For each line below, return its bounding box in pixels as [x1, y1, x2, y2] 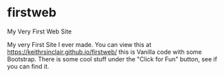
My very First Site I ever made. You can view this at [7, 40, 152, 48]
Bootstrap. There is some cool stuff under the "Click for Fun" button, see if [7, 55, 218, 63]
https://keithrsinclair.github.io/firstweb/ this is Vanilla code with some [7, 48, 202, 56]
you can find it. [7, 62, 49, 70]
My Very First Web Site [7, 27, 72, 35]
